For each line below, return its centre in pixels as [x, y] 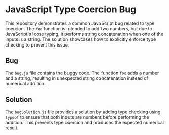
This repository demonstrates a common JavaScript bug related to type [80, 23]
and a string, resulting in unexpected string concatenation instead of [77, 78]
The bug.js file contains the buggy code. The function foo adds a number [82, 73]
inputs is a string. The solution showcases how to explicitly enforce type [81, 39]
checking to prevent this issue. [37, 44]
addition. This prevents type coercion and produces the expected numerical [84, 122]
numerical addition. [25, 83]
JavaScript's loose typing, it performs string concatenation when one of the [84, 34]
